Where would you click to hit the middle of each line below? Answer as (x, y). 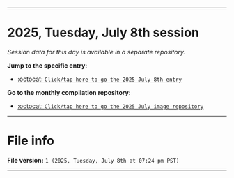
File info (31, 141)
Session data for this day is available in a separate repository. (96, 52)
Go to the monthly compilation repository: (69, 92)
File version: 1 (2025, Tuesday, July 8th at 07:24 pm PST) (93, 160)
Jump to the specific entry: (47, 65)
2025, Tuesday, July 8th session (103, 33)
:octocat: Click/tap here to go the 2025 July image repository (110, 106)
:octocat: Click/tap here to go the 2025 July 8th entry (100, 79)
